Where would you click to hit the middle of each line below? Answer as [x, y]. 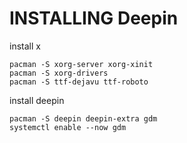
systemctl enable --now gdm [68, 127]
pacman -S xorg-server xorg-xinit [81, 64]
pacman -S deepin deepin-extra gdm [83, 118]
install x [25, 46]
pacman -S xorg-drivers [59, 73]
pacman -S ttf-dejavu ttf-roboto [79, 82]
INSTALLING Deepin [94, 18]
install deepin [37, 100]
